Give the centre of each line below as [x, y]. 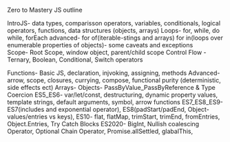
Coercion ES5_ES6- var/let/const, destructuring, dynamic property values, [113, 95]
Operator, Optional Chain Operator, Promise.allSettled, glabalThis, [100, 131]
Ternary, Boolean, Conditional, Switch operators [75, 60]
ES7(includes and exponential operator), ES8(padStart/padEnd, [97, 109]
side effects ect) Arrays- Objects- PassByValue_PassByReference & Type [111, 87]
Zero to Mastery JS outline [45, 10]
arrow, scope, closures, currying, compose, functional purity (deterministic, [114, 80]
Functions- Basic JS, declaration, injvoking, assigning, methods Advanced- [114, 73]
